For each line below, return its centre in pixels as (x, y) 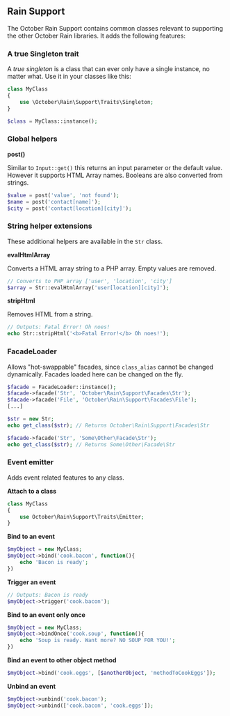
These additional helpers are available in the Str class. (85, 241)
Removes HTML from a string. (50, 314)
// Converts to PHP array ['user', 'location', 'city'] (90, 281)
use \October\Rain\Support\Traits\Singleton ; (87, 102)
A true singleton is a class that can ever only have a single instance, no (108, 69)
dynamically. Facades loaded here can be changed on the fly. (95, 374)
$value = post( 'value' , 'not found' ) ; (63, 195)
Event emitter (31, 462)
